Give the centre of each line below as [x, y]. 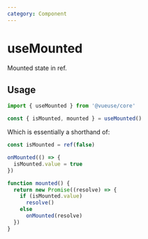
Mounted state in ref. [37, 68]
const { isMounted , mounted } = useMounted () [74, 119]
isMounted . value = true [48, 164]
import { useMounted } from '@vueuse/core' [72, 106]
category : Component [37, 14]
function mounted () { [39, 183]
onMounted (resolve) [54, 216]
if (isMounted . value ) [51, 196]
